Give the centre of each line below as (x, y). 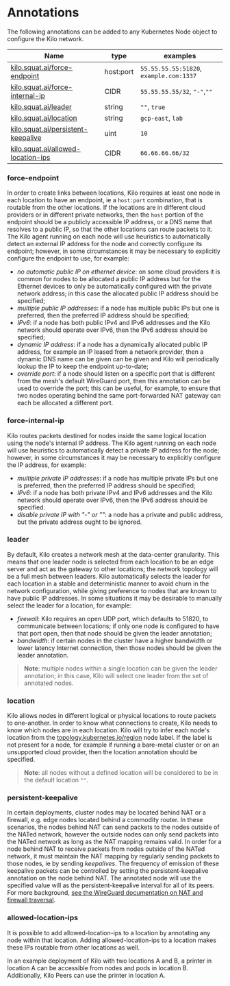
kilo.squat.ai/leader (41, 106)
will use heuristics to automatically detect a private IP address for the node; (113, 450)
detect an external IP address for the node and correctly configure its (105, 244)
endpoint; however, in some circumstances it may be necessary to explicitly (114, 251)
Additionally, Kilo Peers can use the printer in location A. (86, 975)
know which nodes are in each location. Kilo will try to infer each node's (108, 730)
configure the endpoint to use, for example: (68, 258)
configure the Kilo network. (46, 38)
